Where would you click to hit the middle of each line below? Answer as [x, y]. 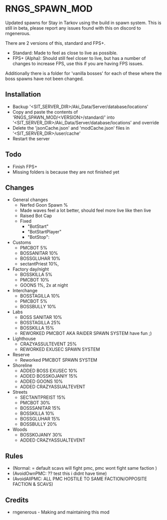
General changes [30, 200]
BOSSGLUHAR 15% [40, 419]
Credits [17, 500]
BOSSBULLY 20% [38, 424]
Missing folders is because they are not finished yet [66, 172]
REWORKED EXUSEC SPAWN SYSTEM [60, 350]
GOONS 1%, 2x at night [44, 285]
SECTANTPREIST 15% [43, 397]
